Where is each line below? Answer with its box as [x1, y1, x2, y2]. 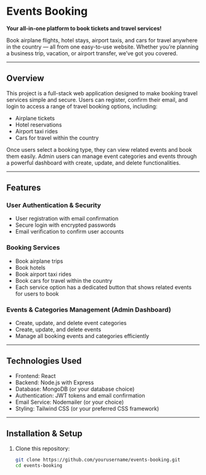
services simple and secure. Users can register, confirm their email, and [6, 96, 188, 103]
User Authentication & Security [6, 201, 101, 210]
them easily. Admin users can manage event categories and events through [6, 152, 197, 160]
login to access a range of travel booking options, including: [6, 103, 158, 110]
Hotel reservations [15, 121, 63, 128]
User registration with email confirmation [15, 215, 118, 222]
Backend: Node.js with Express [15, 379, 94, 386]
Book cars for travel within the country [15, 277, 113, 284]
